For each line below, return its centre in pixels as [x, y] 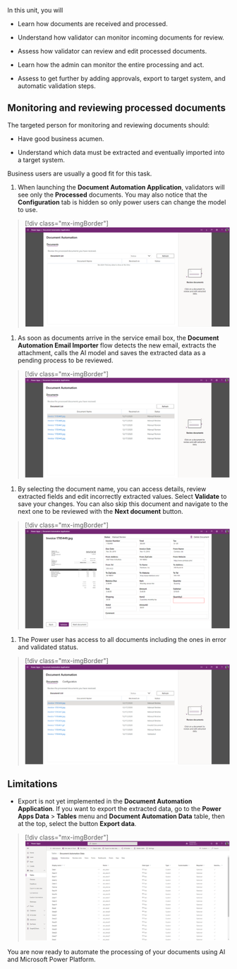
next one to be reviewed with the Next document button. [100, 511]
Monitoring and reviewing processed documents [117, 108]
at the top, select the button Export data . [77, 823]
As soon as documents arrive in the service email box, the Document [118, 338]
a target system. [41, 160]
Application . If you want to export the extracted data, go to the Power [119, 808]
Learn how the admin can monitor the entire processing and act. [111, 65]
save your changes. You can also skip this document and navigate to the [123, 504]
